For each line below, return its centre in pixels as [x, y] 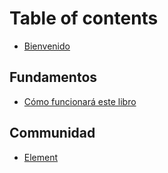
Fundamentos [53, 77]
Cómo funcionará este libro [80, 101]
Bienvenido [47, 46]
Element [41, 157]
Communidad [52, 133]
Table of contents [84, 18]
